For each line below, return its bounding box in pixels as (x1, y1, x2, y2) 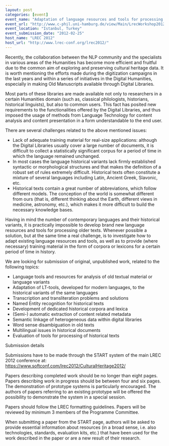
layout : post (5, 7, 33, 13)
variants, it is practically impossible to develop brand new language (5, 221, 145, 228)
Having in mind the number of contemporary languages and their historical (5, 216, 160, 222)
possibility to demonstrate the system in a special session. (5, 394, 126, 400)
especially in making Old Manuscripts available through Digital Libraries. (5, 81, 155, 87)
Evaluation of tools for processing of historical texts (12, 332, 120, 339)
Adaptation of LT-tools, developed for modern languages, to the (12, 284, 145, 290)
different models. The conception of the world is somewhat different (12, 190, 154, 197)
